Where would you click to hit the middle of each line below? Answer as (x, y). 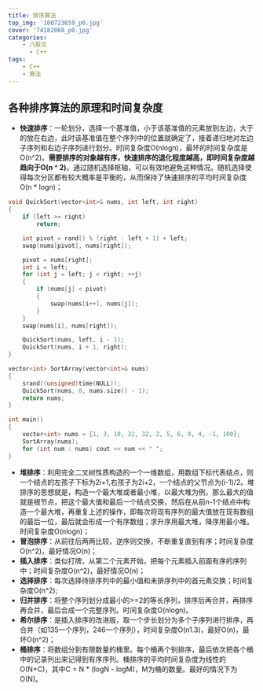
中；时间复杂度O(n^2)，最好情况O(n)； (82, 571)
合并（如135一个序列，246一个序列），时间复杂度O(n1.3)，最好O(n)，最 (134, 630)
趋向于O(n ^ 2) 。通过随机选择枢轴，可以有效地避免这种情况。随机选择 (132, 168)
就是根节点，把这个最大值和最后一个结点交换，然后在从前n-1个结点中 (131, 501)
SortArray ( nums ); (51, 442)
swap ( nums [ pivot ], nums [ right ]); (77, 246)
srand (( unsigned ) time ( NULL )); (72, 383)
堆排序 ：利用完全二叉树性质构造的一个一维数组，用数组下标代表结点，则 (136, 472)
